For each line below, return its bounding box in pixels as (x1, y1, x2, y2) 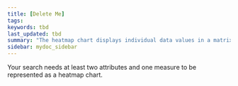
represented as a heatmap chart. (7, 70, 103, 79)
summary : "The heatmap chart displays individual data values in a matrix (7, 37, 233, 44)
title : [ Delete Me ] (7, 10, 65, 18)
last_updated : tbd (7, 30, 62, 38)
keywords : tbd (7, 23, 50, 31)
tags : (7, 17, 23, 24)
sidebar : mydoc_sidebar (7, 43, 78, 50)
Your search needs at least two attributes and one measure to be (7, 63, 197, 71)
